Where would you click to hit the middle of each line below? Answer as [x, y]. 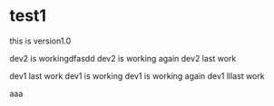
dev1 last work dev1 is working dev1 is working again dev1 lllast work [137, 76]
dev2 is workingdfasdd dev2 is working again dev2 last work [123, 58]
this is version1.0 [40, 41]
